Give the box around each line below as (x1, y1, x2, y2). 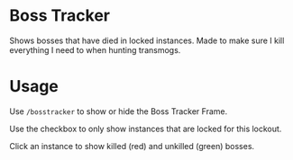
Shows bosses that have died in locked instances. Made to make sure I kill (9, 35, 285, 46)
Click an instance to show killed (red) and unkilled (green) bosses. (9, 140, 255, 151)
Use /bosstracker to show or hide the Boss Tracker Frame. (9, 105, 228, 117)
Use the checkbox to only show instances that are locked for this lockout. (9, 123, 282, 134)
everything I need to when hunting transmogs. (9, 44, 181, 55)
